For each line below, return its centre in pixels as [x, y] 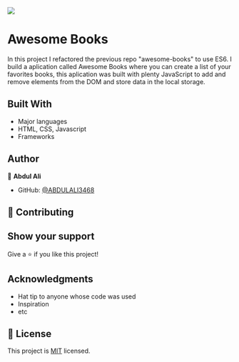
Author [23, 159]
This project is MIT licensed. [49, 351]
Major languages [42, 121]
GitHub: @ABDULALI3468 [56, 190]
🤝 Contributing [41, 212]
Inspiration [33, 304]
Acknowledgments [51, 279]
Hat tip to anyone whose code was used [77, 296]
